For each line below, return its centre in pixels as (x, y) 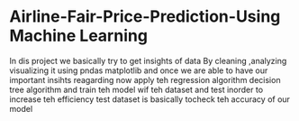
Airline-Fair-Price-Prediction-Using (145, 17)
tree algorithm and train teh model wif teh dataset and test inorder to (136, 89)
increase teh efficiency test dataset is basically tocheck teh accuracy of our (150, 99)
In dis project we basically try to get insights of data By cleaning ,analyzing (148, 60)
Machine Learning (79, 36)
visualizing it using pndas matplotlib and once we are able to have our (139, 70)
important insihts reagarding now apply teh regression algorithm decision (145, 79)
